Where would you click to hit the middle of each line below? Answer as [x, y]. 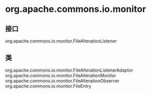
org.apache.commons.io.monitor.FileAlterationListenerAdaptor [69, 70]
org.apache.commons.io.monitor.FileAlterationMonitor [61, 75]
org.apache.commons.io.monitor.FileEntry [48, 86]
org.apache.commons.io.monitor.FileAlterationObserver [62, 81]
